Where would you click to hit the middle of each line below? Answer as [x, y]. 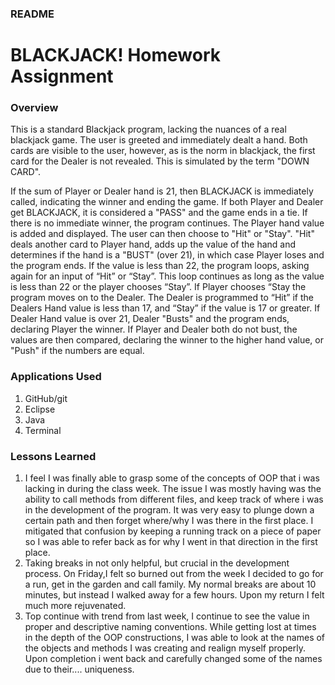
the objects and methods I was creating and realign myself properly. [165, 648]
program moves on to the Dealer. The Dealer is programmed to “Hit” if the [162, 298]
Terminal [43, 430]
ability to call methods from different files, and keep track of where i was [174, 499]
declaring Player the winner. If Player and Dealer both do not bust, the [154, 329]
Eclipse [40, 409]
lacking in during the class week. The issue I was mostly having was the [173, 488]
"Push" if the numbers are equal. [77, 351]
